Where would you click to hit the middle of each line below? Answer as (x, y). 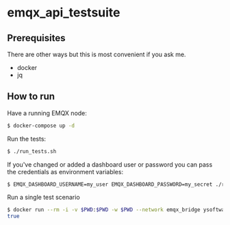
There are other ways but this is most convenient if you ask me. (97, 54)
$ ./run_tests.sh (32, 151)
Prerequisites (36, 38)
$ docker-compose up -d (41, 126)
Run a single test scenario (43, 198)
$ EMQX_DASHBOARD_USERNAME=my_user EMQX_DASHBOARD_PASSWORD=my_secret (110, 184)
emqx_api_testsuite (64, 13)
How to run (31, 96)
